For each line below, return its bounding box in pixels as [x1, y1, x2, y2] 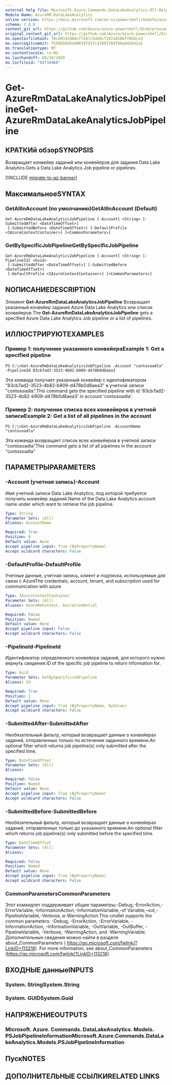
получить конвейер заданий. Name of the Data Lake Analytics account [5, 495, 156, 502]
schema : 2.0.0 [5, 22, 36, 27]
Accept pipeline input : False [5, 626, 70, 631]
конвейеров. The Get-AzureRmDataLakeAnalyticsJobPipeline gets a [5, 310, 153, 316]
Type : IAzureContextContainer [5, 593, 70, 599]
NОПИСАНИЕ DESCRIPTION [5, 285, 96, 294]
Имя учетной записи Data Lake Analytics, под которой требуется [5, 490, 147, 496]
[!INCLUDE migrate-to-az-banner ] [5, 175, 77, 181]
